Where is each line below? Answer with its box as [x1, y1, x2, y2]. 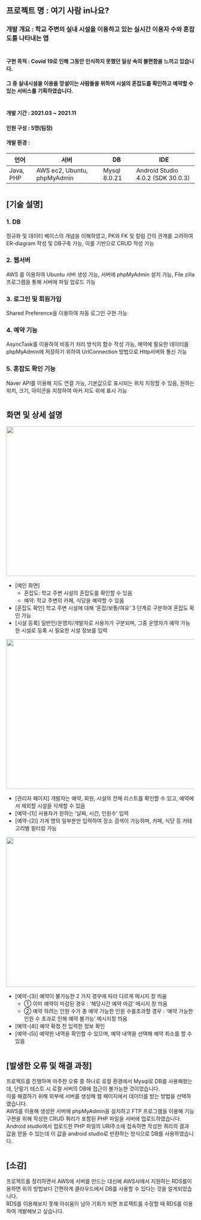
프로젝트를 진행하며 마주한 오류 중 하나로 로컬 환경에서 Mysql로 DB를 [6, 1077, 167, 1085]
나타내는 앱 [19, 34, 49, 43]
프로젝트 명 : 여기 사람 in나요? [6, 5, 109, 16]
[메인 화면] [14, 582, 40, 589]
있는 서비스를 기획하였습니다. [6, 88, 74, 95]
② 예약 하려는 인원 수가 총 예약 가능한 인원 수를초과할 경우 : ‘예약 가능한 [23, 1008, 193, 1015]
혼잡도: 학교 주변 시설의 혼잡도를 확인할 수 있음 [23, 589, 133, 597]
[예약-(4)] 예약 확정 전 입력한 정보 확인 [14, 1023, 105, 1030]
